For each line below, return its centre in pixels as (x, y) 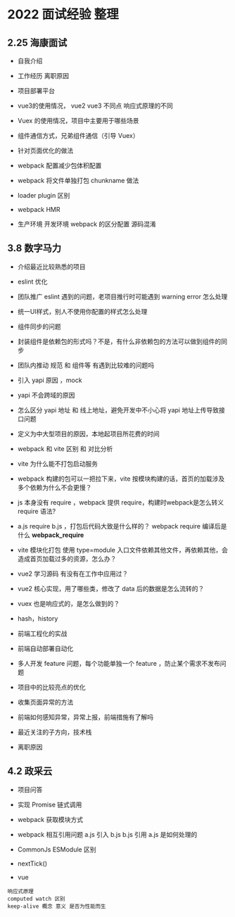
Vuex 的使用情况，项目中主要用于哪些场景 (78, 121)
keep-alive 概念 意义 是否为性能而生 (57, 906)
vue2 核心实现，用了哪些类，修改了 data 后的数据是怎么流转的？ (111, 588)
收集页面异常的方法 (45, 702)
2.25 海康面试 (37, 43)
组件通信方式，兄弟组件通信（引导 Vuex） (78, 135)
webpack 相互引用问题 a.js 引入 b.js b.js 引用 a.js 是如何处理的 (107, 834)
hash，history (38, 618)
